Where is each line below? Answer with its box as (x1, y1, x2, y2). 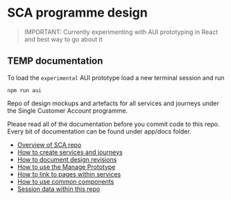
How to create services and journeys (17, 147, 123, 156)
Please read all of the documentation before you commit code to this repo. (7, 120, 220, 128)
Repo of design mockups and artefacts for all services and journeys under (7, 99, 220, 107)
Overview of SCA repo (17, 140, 82, 149)
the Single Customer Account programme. (7, 106, 128, 115)
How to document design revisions (17, 155, 117, 163)
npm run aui (7, 87, 42, 94)
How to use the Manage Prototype (17, 163, 116, 171)
